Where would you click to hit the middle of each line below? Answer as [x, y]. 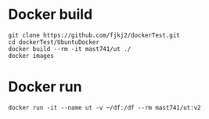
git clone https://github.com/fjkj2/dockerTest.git [94, 35]
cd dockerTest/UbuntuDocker [54, 42]
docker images [31, 56]
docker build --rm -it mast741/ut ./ [70, 49]
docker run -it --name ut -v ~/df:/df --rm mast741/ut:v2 [104, 107]
